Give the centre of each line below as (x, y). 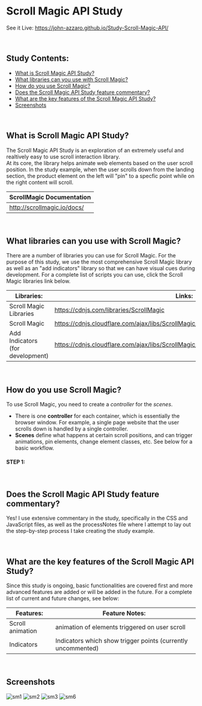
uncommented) (77, 648)
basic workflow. (35, 448)
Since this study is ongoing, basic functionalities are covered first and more (100, 585)
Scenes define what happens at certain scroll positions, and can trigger (104, 435)
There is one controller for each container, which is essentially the (97, 416)
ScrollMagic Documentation (50, 197)
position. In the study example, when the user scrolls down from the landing (100, 169)
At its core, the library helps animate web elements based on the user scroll (100, 163)
